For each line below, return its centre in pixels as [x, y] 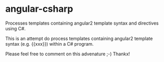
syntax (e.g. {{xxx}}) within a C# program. [49, 44]
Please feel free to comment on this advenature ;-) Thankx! [68, 54]
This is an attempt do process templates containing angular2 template [79, 38]
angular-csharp [39, 9]
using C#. [15, 28]
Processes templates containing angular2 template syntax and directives [82, 23]
